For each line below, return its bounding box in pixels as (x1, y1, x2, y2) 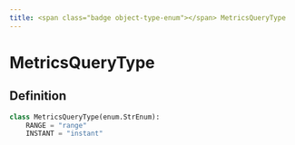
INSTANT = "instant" (25, 129, 103, 139)
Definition (9, 88, 66, 104)
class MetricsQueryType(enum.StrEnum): (9, 112, 161, 121)
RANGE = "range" (25, 121, 88, 130)
